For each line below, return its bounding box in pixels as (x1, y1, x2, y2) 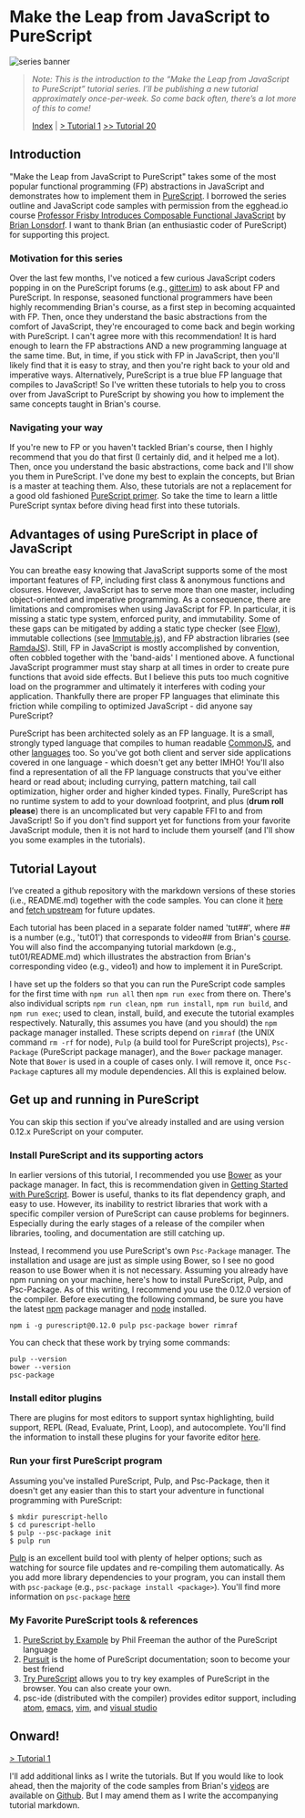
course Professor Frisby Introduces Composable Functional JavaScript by (9, 210, 287, 221)
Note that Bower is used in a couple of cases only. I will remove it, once (9, 1056, 273, 1067)
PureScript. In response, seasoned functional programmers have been (9, 292, 273, 303)
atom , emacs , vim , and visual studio (22, 1702, 158, 1713)
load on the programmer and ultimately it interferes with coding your (9, 681, 266, 692)
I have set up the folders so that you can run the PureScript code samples (9, 978, 286, 989)
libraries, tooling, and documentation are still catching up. (9, 1228, 226, 1239)
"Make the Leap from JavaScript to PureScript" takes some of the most (9, 170, 277, 181)
